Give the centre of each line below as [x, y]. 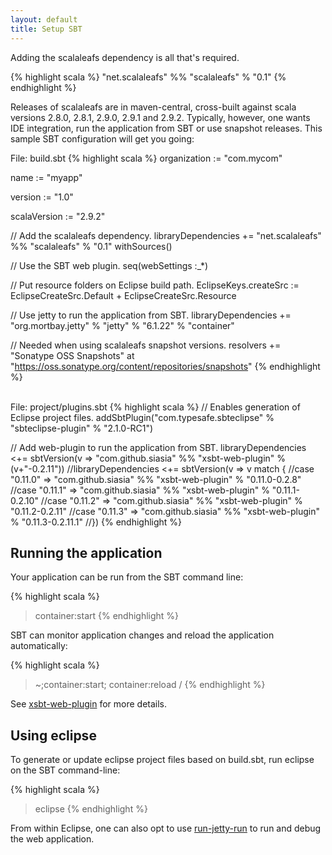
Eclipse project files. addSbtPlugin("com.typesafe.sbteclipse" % [142, 417]
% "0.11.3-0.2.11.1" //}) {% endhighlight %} [96, 522]
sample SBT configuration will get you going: [102, 138]
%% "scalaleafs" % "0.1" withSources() [91, 246]
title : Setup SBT [46, 29]
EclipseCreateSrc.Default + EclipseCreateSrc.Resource [123, 295]
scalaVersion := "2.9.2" [58, 216]
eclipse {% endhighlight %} [91, 809]
